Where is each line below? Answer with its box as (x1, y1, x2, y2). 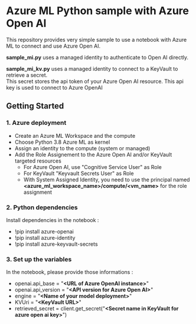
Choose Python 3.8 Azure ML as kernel (14, 138, 110, 146)
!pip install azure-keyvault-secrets (14, 240, 99, 247)
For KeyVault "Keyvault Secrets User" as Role (23, 170, 134, 177)
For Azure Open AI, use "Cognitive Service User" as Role (23, 163, 162, 170)
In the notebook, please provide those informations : (6, 269, 133, 276)
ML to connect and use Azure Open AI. (6, 42, 101, 49)
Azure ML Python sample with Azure (6, 4, 190, 18)
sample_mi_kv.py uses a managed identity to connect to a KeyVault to (6, 65, 178, 72)
